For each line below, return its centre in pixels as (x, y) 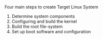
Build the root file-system (37, 26)
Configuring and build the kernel (44, 21)
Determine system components (43, 16)
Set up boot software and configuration (51, 32)
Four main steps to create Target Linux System (51, 7)
